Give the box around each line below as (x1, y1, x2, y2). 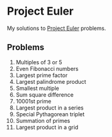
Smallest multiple (15, 84, 59, 92)
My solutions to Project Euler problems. (7, 24, 106, 32)
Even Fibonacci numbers (15, 65, 79, 72)
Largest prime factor (15, 72, 68, 79)
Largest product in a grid (15, 124, 78, 131)
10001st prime (15, 97, 51, 105)
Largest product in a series (15, 104, 84, 111)
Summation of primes (15, 117, 70, 124)
